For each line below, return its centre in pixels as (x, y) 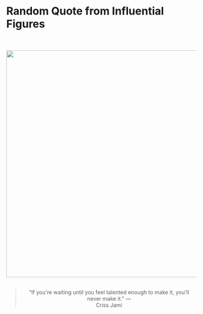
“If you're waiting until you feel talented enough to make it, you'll (109, 292)
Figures (26, 24)
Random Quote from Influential (85, 11)
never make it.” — (109, 298)
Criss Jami (109, 305)
